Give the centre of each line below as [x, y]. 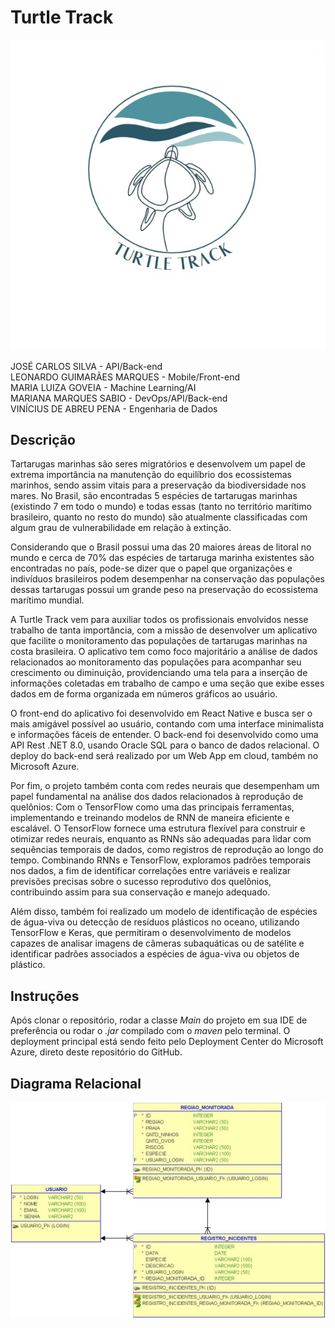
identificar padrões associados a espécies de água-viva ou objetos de [155, 954]
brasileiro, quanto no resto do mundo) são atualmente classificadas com [159, 517]
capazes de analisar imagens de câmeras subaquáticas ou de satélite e [157, 943]
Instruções [45, 996]
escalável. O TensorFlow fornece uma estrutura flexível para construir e [158, 828]
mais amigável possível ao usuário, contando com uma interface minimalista [167, 724]
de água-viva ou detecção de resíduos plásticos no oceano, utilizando [155, 922]
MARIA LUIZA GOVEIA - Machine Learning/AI [103, 387]
